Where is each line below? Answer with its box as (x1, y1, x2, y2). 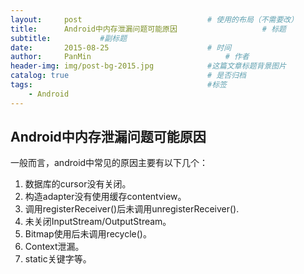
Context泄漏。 (24, 241, 85, 253)
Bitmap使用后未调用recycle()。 (24, 228, 152, 240)
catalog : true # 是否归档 (10, 71, 247, 81)
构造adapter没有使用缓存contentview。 (24, 191, 187, 203)
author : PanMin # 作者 (10, 52, 250, 62)
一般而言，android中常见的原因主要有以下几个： (10, 157, 209, 169)
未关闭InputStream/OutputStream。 (24, 216, 172, 228)
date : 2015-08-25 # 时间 (10, 42, 232, 53)
